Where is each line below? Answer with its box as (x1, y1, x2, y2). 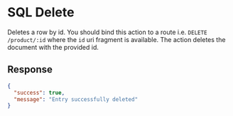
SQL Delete (7, 4, 75, 21)
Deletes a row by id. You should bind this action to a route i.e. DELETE (7, 28, 207, 36)
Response (7, 63, 53, 75)
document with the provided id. (7, 43, 99, 51)
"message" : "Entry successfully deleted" (13, 95, 139, 103)
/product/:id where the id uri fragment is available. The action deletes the (7, 35, 226, 43)
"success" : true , (13, 89, 65, 96)
